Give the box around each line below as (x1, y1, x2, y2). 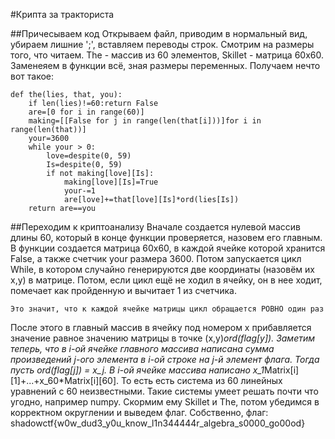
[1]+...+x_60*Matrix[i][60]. (10, 375, 120, 386)
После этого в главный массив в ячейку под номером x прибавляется (10, 322, 312, 333)
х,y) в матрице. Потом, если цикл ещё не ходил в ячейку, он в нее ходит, (10, 274, 323, 286)
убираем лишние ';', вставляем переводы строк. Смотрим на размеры (10, 39, 315, 50)
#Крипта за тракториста (10, 9, 115, 20)
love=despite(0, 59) (46, 151, 132, 161)
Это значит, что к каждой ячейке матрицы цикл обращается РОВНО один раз (10, 304, 325, 314)
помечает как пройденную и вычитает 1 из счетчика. (10, 285, 237, 296)
